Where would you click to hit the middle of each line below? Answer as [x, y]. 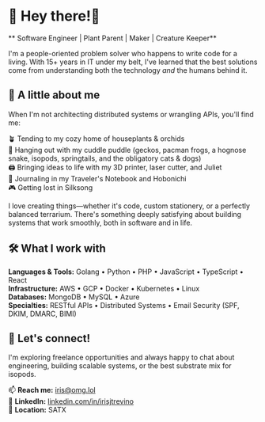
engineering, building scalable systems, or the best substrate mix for [120, 366]
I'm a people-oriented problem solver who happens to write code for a [123, 53]
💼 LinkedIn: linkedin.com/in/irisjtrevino [71, 401]
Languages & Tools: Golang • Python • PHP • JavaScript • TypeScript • [126, 272]
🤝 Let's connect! [49, 338]
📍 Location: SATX [38, 410]
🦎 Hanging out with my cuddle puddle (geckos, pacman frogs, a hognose [127, 150]
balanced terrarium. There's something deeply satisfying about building [125, 214]
